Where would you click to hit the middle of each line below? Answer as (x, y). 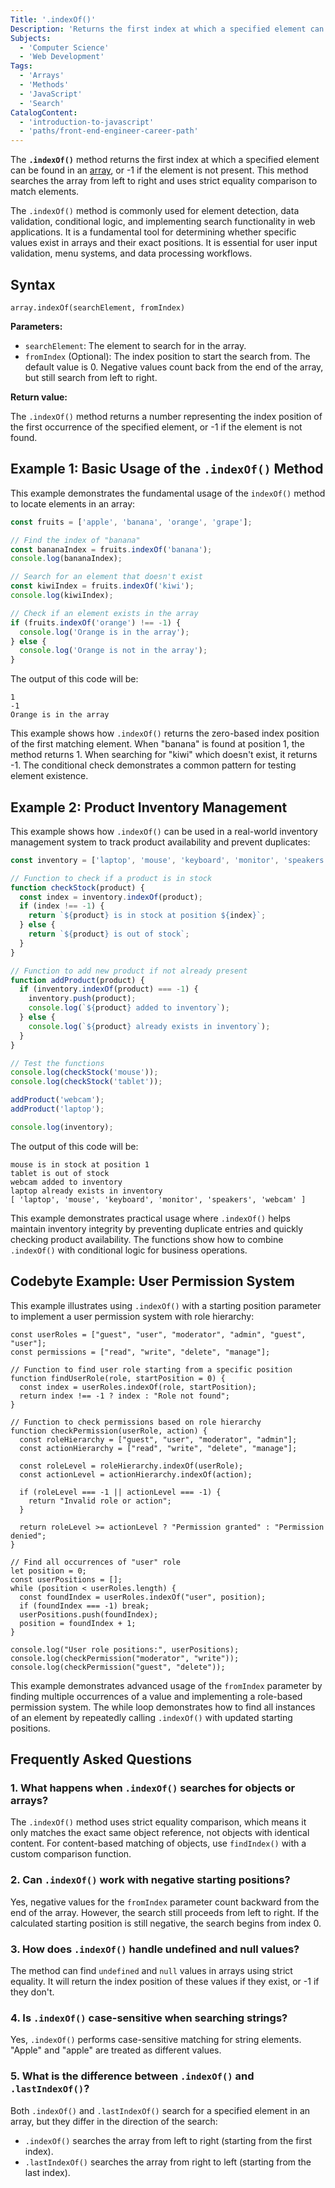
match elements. (45, 192)
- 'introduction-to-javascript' (87, 122)
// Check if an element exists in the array (104, 613)
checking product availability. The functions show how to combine (147, 1239)
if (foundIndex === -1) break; (84, 1606)
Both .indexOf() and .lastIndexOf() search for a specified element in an (160, 2110)
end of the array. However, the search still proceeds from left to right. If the (165, 1912)
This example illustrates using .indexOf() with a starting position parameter (166, 1305)
